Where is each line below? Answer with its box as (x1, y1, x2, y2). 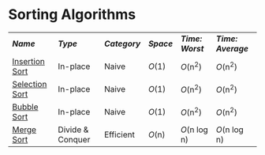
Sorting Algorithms (8, 6, 136, 24)
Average (215, 43, 248, 54)
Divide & (58, 124, 89, 135)
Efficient (103, 129, 136, 140)
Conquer (58, 134, 91, 145)
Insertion (12, 55, 45, 66)
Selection (12, 78, 47, 89)
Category (103, 38, 141, 49)
